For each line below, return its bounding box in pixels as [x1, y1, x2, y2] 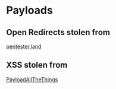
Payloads [6, 4, 54, 17]
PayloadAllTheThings [6, 75, 58, 83]
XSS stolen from [6, 60, 68, 70]
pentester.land [6, 43, 42, 50]
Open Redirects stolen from [6, 27, 110, 37]
